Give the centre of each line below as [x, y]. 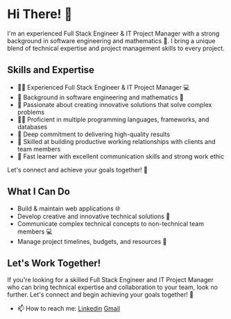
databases [32, 126]
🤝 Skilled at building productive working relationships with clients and [117, 141]
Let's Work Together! [54, 263]
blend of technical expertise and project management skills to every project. [116, 48]
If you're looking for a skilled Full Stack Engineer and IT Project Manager [110, 280]
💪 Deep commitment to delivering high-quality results [94, 134]
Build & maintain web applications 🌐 [69, 208]
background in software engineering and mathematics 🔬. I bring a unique [111, 40]
